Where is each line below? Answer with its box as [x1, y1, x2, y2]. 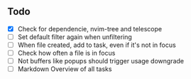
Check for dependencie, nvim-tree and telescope [17, 24, 162, 33]
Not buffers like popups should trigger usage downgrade [17, 57, 185, 65]
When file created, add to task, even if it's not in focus [17, 41, 176, 49]
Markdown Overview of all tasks [17, 65, 112, 73]
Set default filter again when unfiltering [17, 32, 133, 41]
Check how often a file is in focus [17, 49, 116, 57]
